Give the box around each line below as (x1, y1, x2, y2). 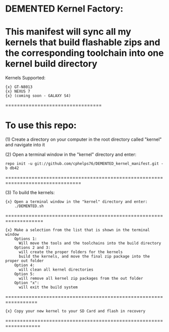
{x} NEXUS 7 (5, 89, 30, 94)
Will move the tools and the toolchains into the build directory (18, 241, 161, 246)
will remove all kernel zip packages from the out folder (18, 276, 143, 281)
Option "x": (14, 280, 39, 286)
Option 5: (14, 272, 35, 277)
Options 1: (14, 236, 37, 241)
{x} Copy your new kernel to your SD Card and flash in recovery (5, 309, 145, 314)
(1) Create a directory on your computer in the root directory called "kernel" (5, 136, 162, 142)
